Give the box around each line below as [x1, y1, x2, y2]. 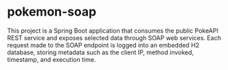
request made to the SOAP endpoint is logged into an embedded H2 [7, 41, 200, 49]
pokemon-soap [7, 4, 97, 20]
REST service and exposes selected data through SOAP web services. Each [7, 33, 222, 41]
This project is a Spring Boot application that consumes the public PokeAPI [7, 27, 218, 35]
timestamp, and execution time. [7, 55, 96, 63]
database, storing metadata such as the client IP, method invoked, [7, 48, 194, 56]
